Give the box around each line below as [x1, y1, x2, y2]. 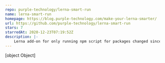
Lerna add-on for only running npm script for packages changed [14, 39, 148, 44]
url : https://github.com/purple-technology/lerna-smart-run [5, 21, 131, 26]
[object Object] [5, 52, 36, 58]
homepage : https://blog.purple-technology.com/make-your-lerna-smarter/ [5, 16, 157, 21]
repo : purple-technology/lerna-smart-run [5, 7, 91, 12]
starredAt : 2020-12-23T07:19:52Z [5, 30, 74, 35]
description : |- [5, 35, 38, 40]
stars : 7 [5, 25, 23, 30]
